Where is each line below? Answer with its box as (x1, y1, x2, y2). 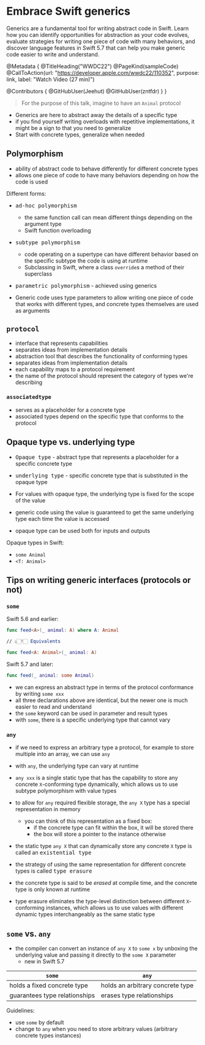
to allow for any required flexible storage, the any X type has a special (15, 799, 190, 806)
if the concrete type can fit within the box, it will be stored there (33, 824, 194, 831)
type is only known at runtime (15, 885, 91, 893)
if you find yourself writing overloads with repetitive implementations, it (15, 118, 195, 125)
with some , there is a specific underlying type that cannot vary (15, 716, 171, 723)
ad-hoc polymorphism (15, 202, 77, 209)
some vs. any (6, 928, 51, 939)
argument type (24, 220, 62, 228)
